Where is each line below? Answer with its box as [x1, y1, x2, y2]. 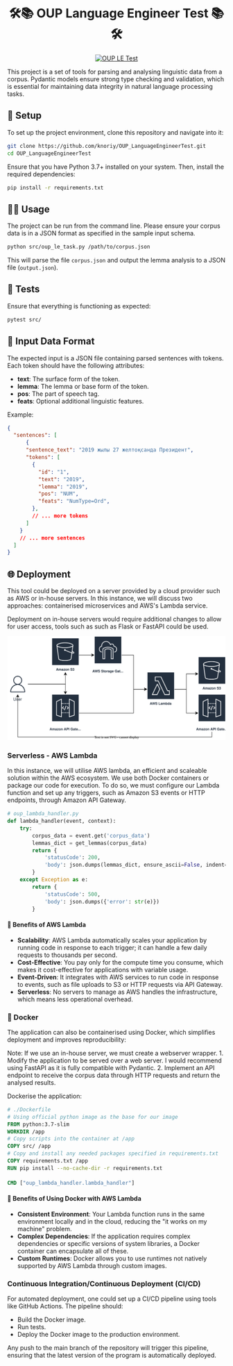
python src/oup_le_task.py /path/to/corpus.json [7, 244, 150, 251]
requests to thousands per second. [17, 951, 118, 959]
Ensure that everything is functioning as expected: [7, 301, 151, 310]
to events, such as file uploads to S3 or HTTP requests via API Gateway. [17, 980, 223, 988]
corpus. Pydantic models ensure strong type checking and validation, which [7, 74, 225, 83]
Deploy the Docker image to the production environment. [17, 1331, 180, 1338]
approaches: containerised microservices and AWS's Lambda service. [7, 601, 208, 610]
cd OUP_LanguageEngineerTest [7, 150, 92, 157]
